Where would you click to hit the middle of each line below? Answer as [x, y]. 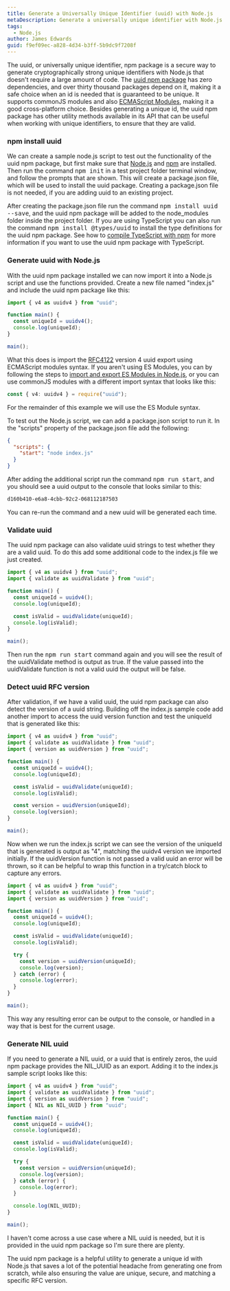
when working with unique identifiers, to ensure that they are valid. [102, 123]
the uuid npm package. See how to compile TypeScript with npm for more [112, 235]
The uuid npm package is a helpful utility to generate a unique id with [105, 1258]
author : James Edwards [39, 39]
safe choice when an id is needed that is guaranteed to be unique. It [103, 94]
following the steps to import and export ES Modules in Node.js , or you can [113, 374]
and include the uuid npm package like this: [69, 290]
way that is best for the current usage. [61, 1026]
